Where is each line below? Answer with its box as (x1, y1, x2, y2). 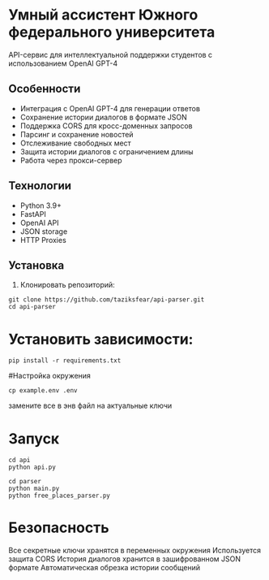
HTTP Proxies (19, 235, 66, 245)
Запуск (8, 429, 60, 448)
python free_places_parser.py (8, 491, 111, 500)
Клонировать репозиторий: (19, 280, 115, 290)
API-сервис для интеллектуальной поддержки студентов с (8, 50, 213, 59)
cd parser (8, 478, 42, 486)
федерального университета (8, 23, 216, 41)
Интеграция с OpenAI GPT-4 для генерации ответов (19, 103, 201, 113)
